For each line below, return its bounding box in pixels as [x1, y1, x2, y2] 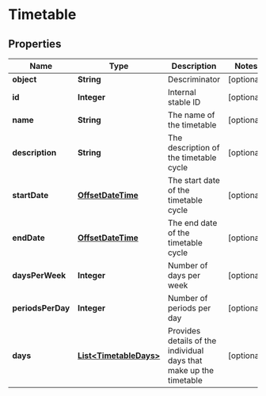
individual [167, 345, 204, 356]
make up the [167, 365, 215, 375]
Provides [167, 326, 201, 336]
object [12, 74, 37, 85]
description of [167, 143, 220, 153]
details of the [167, 335, 217, 346]
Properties [8, 37, 62, 51]
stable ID [167, 97, 201, 108]
